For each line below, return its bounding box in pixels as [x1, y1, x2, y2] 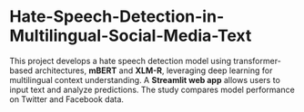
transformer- [233, 55, 282, 66]
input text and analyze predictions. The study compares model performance [9, 84, 296, 95]
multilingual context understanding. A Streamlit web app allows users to [9, 74, 280, 85]
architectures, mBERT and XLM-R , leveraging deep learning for [35, 65, 273, 76]
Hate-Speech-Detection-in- [9, 6, 225, 27]
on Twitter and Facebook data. [9, 93, 125, 105]
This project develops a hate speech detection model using [9, 55, 232, 66]
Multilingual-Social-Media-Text [9, 25, 252, 46]
